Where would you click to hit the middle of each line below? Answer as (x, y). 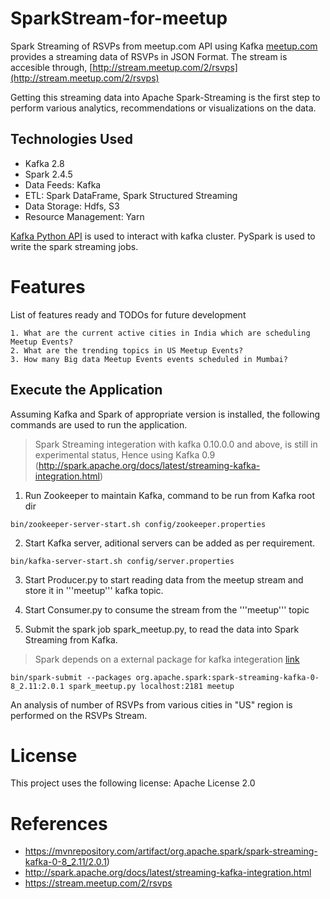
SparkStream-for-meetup (119, 18)
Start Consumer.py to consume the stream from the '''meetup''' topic (167, 609)
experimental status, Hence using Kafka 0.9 (125, 454)
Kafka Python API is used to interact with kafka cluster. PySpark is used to (163, 236)
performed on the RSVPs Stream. (79, 715)
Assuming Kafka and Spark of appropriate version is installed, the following (165, 414)
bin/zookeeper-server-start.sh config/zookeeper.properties (138, 524)
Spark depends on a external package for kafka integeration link (167, 659)
